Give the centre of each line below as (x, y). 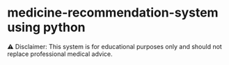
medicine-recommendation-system (113, 13)
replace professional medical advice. (60, 54)
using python (46, 27)
